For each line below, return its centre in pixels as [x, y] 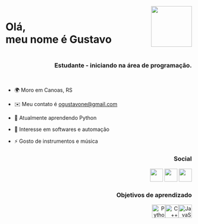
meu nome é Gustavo [59, 39]
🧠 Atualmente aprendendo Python [55, 118]
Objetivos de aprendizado [154, 195]
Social [183, 159]
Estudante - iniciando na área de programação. [123, 66]
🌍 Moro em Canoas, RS [43, 90]
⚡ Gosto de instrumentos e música [56, 141]
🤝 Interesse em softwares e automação [62, 129]
